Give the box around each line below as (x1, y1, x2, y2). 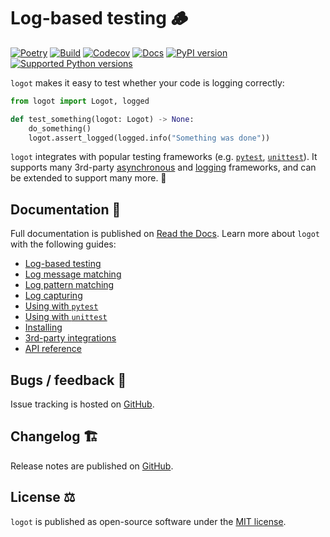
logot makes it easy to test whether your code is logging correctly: (10, 76, 285, 89)
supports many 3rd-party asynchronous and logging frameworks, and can (10, 161, 317, 174)
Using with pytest (24, 300, 99, 312)
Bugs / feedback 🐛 (10, 371, 127, 389)
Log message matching (24, 268, 122, 280)
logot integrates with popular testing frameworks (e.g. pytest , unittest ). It (10, 151, 318, 163)
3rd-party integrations (24, 332, 117, 344)
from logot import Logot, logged (10, 96, 150, 106)
